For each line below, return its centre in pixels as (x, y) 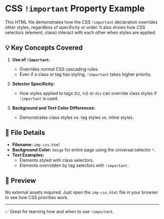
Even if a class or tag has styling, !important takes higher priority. (85, 74)
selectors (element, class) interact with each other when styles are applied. (81, 32)
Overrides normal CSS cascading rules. (59, 69)
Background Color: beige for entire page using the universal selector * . (84, 150)
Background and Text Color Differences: (54, 108)
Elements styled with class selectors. (57, 160)
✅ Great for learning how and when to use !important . (60, 212)
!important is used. (39, 98)
